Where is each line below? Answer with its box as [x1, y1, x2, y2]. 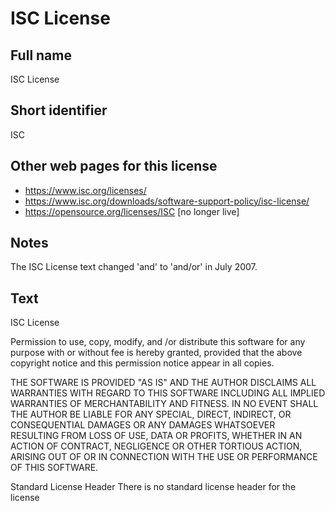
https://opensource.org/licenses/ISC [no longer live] [24, 205, 240, 217]
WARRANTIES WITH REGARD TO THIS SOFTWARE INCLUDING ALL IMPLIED [10, 387, 326, 399]
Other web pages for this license [10, 158, 218, 175]
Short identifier [10, 102, 108, 119]
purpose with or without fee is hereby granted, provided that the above [10, 347, 303, 359]
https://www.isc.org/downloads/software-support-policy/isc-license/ [24, 195, 310, 207]
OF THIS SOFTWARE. [10, 462, 99, 474]
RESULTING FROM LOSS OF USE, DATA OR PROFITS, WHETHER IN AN [10, 430, 303, 442]
